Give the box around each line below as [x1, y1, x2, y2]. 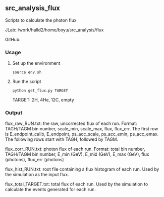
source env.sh [12, 70, 42, 75]
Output [5, 109, 23, 116]
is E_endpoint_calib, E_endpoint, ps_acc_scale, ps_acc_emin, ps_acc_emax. [5, 131, 159, 137]
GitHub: [5, 36, 21, 42]
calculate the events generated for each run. [5, 187, 96, 193]
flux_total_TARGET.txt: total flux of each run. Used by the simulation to [5, 181, 148, 187]
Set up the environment [12, 60, 60, 66]
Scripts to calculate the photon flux [5, 17, 77, 23]
